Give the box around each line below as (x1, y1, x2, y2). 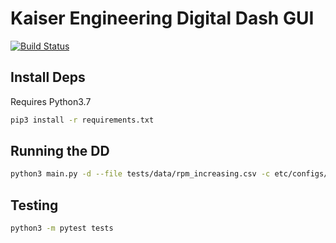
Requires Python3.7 (10, 95, 92, 107)
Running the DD (10, 143, 110, 160)
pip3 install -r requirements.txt (10, 115, 155, 125)
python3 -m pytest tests (10, 223, 114, 234)
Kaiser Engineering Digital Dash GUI (10, 7, 315, 30)
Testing (10, 197, 59, 214)
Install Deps (10, 69, 86, 86)
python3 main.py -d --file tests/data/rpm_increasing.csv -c (10, 169, 271, 179)
